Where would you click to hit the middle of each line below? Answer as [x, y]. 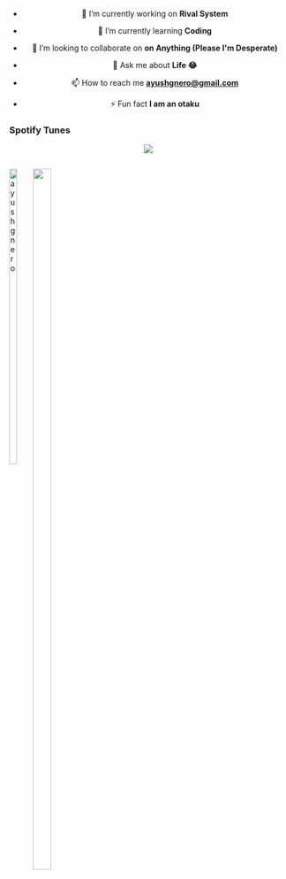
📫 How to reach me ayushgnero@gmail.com [155, 83]
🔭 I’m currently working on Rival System [155, 14]
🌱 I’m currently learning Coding [154, 31]
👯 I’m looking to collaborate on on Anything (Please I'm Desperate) [155, 48]
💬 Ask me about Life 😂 [155, 65]
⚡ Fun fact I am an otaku [155, 104]
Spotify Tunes [40, 130]
